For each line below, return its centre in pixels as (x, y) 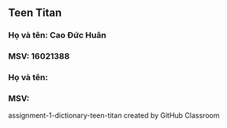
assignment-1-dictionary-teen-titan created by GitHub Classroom (114, 115)
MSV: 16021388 (39, 57)
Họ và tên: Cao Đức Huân (57, 35)
